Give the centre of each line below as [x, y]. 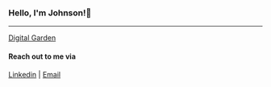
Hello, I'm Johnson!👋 [50, 13]
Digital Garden [32, 38]
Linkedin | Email [35, 74]
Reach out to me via [42, 56]
